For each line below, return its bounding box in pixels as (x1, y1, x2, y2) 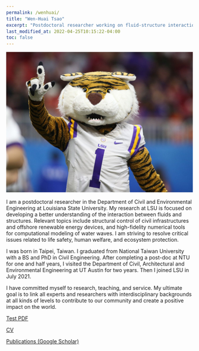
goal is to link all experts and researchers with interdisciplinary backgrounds (6, 291, 192, 298)
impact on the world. (6, 303, 57, 311)
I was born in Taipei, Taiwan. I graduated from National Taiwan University (6, 248, 185, 255)
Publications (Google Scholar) (6, 338, 79, 345)
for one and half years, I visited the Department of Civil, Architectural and (6, 260, 185, 267)
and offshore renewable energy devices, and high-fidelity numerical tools (6, 223, 185, 231)
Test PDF (6, 315, 28, 322)
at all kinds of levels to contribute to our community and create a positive (6, 297, 184, 304)
